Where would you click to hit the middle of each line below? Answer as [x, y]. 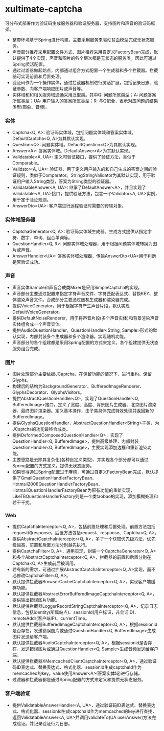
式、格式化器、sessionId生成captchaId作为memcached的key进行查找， [84, 711]
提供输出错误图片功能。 [36, 600]
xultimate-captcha [44, 9]
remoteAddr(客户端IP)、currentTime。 [51, 618]
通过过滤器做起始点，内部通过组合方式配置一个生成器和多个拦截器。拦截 [85, 70]
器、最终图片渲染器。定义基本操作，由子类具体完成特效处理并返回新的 [83, 411]
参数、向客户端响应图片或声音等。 [51, 89]
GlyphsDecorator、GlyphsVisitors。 [48, 392]
